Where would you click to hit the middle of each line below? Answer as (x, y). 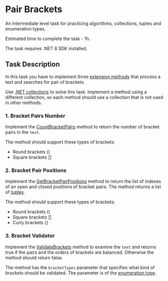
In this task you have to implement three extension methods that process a (83, 77)
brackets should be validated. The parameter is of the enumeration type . (81, 273)
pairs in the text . (23, 132)
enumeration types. (26, 28)
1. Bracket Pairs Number (35, 116)
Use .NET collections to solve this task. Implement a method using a (76, 92)
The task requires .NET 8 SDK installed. (46, 48)
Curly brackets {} (30, 223)
